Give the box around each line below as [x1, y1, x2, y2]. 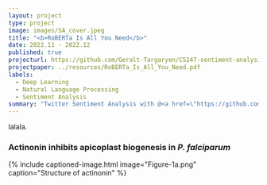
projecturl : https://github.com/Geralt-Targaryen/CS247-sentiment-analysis [8, 56, 265, 64]
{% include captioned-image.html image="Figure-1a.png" [8, 160, 197, 169]
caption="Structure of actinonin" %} [8, 168, 127, 178]
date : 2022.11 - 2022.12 [8, 41, 91, 49]
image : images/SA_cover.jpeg [8, 26, 105, 34]
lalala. [8, 122, 28, 132]
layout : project [8, 11, 62, 20]
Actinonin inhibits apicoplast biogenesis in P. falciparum [8, 142, 231, 153]
